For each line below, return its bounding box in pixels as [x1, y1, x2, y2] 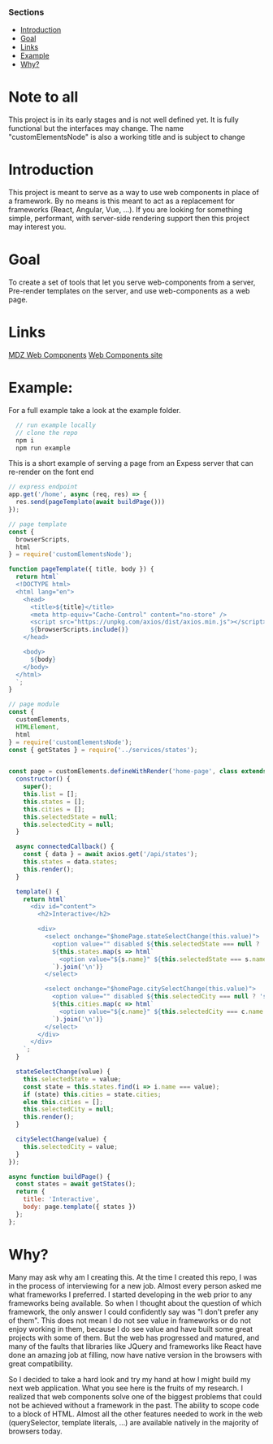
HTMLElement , [15, 723, 60, 731]
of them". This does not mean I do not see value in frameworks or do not [8, 1316, 252, 1325]
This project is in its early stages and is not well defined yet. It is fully [8, 115, 240, 124]
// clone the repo [15, 428, 79, 437]
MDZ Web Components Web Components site [8, 350, 163, 360]
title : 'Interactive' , [23, 1195, 100, 1203]
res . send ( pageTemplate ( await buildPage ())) [15, 498, 165, 507]
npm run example [15, 444, 71, 452]
